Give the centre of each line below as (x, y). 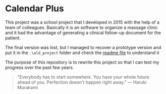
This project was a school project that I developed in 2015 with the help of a (82, 22)
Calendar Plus (35, 9)
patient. (13, 38)
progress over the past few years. (40, 67)
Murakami (28, 87)
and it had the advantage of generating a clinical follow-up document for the (83, 32)
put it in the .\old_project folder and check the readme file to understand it (82, 53)
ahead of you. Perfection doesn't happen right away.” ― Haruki (82, 82)
